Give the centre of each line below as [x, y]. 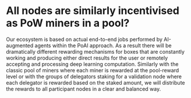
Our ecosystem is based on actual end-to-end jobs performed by [84, 39]
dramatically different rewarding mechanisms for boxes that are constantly [95, 51]
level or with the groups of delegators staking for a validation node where [94, 76]
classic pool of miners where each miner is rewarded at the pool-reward [93, 70]
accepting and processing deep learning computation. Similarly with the [92, 64]
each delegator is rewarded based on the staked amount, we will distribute [95, 82]
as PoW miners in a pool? [68, 23]
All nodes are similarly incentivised [93, 11]
